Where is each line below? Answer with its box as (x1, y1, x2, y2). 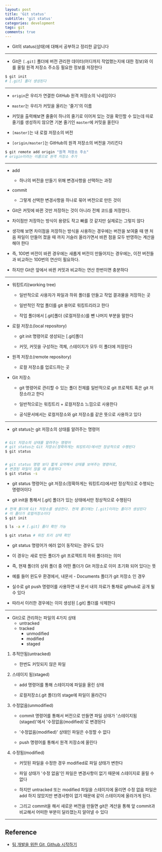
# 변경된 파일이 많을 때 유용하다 (5, 466, 61, 471)
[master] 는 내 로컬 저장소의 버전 (12, 129, 73, 135)
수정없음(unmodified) (12, 703, 54, 708)
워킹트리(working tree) (12, 282, 56, 288)
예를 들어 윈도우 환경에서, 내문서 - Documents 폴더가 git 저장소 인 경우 (12, 573, 146, 579)
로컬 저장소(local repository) (12, 323, 67, 329)
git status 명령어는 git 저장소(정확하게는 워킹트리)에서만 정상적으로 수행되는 (12, 481, 155, 486)
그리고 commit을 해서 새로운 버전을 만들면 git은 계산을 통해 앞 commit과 (19, 803, 155, 809)
